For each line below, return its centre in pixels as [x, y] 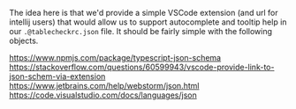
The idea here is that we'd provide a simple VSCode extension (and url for [144, 13]
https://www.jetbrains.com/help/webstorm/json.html [104, 86]
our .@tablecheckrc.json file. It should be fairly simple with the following [140, 31]
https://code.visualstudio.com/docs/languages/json [103, 95]
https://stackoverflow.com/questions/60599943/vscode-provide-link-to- [142, 67]
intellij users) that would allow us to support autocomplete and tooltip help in [148, 22]
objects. [24, 40]
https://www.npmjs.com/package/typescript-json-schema [115, 58]
